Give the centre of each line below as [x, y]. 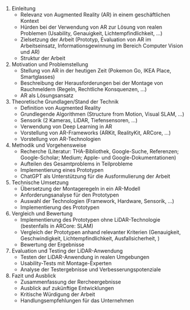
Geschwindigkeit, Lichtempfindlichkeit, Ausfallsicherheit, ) [90, 238]
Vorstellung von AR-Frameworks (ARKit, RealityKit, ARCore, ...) [95, 133]
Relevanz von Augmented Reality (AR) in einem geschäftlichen [95, 15]
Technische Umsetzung [40, 182]
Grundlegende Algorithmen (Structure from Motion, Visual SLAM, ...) [102, 114]
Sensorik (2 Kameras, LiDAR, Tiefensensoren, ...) [79, 120]
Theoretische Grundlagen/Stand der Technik [65, 101]
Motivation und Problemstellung [50, 64]
